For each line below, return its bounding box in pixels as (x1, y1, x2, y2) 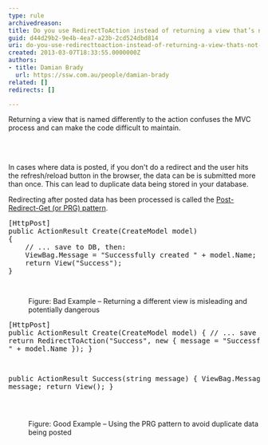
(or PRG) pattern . (51, 203, 108, 213)
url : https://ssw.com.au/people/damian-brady (15, 71, 170, 79)
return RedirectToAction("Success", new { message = (8, 337, 219, 345)
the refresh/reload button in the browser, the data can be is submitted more (8, 171, 256, 180)
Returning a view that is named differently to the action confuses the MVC (8, 115, 251, 124)
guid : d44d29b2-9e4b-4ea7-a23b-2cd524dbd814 (8, 33, 159, 42)
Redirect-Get (8, 203, 51, 213)
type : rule (8, 11, 45, 20)
